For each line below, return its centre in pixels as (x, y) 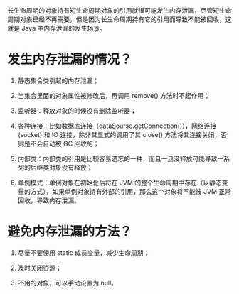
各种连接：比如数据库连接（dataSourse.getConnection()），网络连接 (117, 126)
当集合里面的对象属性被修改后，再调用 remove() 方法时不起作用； (114, 95)
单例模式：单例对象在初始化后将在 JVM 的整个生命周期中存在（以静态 (119, 183)
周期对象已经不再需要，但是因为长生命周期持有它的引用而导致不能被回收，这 (119, 19)
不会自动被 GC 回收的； (65, 143)
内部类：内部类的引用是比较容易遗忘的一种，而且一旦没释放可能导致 (117, 158)
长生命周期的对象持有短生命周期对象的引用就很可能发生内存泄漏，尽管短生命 (119, 10)
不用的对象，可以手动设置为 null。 (68, 283)
